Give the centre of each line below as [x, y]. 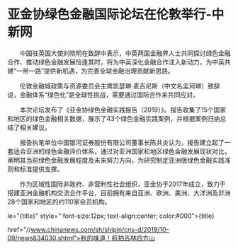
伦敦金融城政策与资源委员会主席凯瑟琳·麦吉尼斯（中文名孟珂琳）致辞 [120, 86]
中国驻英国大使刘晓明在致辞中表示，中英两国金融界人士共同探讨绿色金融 [125, 53]
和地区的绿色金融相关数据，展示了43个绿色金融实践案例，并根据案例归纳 [114, 118]
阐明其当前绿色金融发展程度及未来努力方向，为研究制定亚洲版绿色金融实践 [116, 160]
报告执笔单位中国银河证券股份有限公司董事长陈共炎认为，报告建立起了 [122, 142]
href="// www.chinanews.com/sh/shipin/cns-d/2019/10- [89, 229]
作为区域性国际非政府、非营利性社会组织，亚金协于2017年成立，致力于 [123, 184]
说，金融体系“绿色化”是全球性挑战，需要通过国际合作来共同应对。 [103, 94]
